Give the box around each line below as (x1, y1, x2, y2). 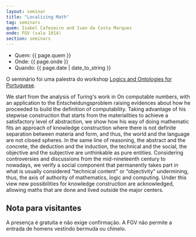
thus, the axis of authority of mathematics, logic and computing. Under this (6, 174, 187, 181)
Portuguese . (6, 82, 36, 88)
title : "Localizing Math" (6, 14, 69, 20)
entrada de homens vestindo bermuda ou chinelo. (6, 225, 126, 232)
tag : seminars (6, 19, 41, 25)
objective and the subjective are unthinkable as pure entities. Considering (6, 149, 184, 156)
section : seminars (6, 36, 51, 42)
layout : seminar (6, 8, 46, 15)
